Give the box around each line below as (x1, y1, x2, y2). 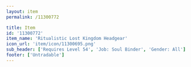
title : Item (6, 25, 35, 31)
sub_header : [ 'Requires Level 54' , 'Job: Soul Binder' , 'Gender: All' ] (6, 46, 186, 53)
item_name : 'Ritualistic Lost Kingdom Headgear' (6, 36, 128, 42)
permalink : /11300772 (6, 14, 60, 20)
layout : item (6, 8, 38, 15)
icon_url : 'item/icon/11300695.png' (6, 41, 96, 47)
